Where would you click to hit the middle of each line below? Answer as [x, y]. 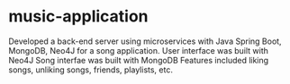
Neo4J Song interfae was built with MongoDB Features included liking [139, 60]
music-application [79, 17]
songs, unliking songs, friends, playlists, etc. [91, 70]
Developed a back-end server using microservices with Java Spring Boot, [145, 41]
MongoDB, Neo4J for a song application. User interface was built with [139, 50]
